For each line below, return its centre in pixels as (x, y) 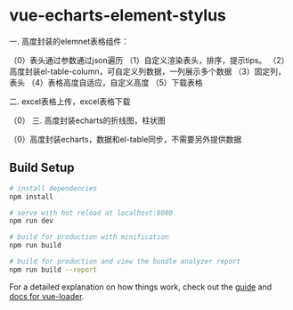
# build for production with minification (89, 237)
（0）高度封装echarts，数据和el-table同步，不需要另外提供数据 (126, 139)
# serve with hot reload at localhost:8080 (91, 213)
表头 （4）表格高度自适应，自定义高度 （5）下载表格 (106, 82)
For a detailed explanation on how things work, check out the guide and (141, 287)
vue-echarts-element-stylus (118, 16)
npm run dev (31, 221)
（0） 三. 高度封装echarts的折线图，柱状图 (88, 120)
